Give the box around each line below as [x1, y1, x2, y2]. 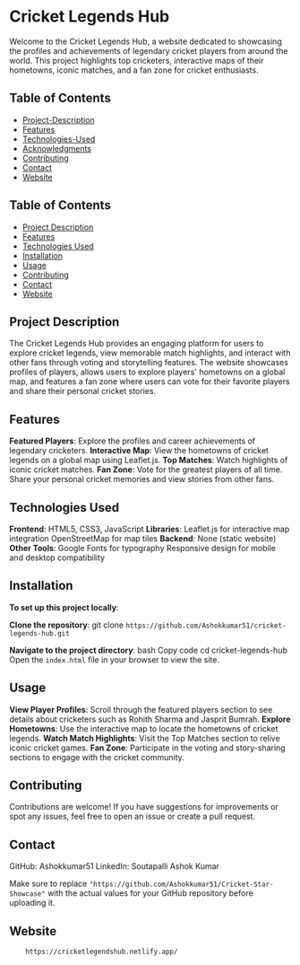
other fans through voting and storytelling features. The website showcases [9, 357, 289, 368]
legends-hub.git [9, 628, 70, 638]
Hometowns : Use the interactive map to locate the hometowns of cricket [9, 723, 279, 733]
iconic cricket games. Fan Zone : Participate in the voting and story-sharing [9, 742, 286, 753]
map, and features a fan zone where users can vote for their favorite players [9, 376, 290, 387]
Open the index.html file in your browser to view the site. [9, 654, 219, 665]
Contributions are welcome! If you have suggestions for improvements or [9, 802, 279, 812]
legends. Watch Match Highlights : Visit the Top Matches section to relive [9, 733, 280, 743]
